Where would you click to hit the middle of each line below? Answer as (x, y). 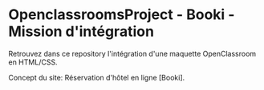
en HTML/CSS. (33, 62)
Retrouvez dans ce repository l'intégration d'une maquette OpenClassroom (132, 53)
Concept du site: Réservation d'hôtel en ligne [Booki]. (97, 77)
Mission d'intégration (81, 31)
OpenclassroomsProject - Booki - (122, 15)
